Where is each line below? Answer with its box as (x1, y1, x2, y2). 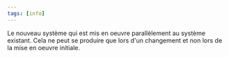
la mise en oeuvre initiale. (7, 43, 81, 52)
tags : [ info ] (7, 10, 45, 17)
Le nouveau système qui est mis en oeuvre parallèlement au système (7, 29, 206, 37)
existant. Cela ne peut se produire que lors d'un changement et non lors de (7, 36, 223, 45)
